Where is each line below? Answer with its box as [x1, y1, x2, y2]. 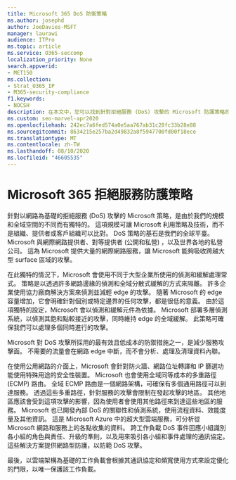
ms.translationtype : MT [7, 134, 77, 141]
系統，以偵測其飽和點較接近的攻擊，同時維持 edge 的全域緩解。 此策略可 [7, 314, 218, 322]
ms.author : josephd [7, 17, 65, 24]
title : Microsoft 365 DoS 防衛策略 [7, 10, 107, 18]
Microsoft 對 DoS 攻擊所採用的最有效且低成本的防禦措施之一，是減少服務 [7, 338, 218, 346]
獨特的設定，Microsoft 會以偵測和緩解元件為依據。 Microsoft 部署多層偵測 [13, 305, 228, 314]
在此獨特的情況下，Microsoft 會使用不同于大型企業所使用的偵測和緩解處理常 [7, 270, 228, 279]
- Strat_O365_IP [7, 82, 55, 89]
